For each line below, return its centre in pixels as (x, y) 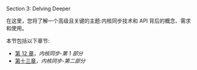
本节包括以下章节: (28, 41)
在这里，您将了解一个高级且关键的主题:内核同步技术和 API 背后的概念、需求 (99, 21)
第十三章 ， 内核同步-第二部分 (50, 61)
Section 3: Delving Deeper (38, 9)
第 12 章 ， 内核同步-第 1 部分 (49, 53)
